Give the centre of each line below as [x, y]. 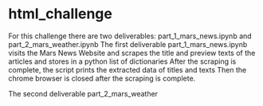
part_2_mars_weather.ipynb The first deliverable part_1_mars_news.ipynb [128, 44]
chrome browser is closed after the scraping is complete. [102, 78]
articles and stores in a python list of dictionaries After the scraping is [122, 61]
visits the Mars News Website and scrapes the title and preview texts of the [132, 53]
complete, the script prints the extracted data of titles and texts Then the [128, 69]
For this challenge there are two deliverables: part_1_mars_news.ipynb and [130, 36]
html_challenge [61, 14]
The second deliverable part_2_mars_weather [83, 93]
